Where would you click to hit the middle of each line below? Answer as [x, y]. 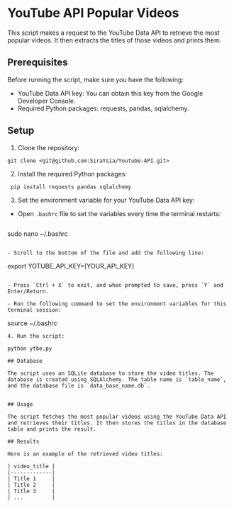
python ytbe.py [30, 349]
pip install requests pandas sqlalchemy [71, 187]
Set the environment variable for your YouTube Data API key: [106, 200]
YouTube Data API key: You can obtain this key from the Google [110, 93]
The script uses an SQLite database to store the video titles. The [111, 373]
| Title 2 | [31, 485]
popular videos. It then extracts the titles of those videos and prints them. [115, 40]
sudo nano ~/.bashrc [38, 233]
